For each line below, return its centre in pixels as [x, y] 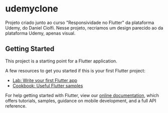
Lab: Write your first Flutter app [45, 80]
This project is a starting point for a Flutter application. [61, 61]
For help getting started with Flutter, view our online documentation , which [82, 95]
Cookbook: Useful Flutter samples [48, 85]
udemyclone [32, 9]
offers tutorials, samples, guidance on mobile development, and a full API [81, 100]
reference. [16, 106]
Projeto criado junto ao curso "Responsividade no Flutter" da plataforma [80, 22]
